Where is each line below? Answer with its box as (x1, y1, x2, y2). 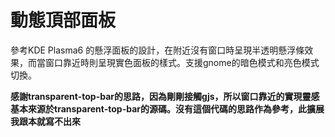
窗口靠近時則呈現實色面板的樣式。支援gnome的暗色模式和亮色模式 (44, 56, 320, 68)
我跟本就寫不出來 (10, 115, 81, 127)
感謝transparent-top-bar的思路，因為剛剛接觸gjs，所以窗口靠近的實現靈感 (10, 90, 320, 102)
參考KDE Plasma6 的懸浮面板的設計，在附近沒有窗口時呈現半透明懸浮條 (10, 44, 305, 56)
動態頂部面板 (10, 9, 117, 32)
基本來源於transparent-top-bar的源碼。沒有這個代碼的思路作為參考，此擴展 (10, 102, 325, 115)
